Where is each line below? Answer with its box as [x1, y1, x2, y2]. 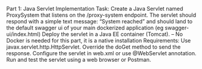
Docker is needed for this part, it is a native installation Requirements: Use [6, 37, 191, 44]
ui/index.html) [6, 31, 41, 38]
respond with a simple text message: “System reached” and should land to [6, 18, 193, 25]
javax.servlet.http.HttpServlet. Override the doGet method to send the [6, 43, 181, 50]
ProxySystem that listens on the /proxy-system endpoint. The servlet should [6, 11, 197, 19]
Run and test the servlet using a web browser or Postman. [6, 56, 152, 63]
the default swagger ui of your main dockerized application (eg [6, 24, 164, 31]
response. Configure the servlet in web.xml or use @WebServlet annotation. [6, 50, 197, 56]
